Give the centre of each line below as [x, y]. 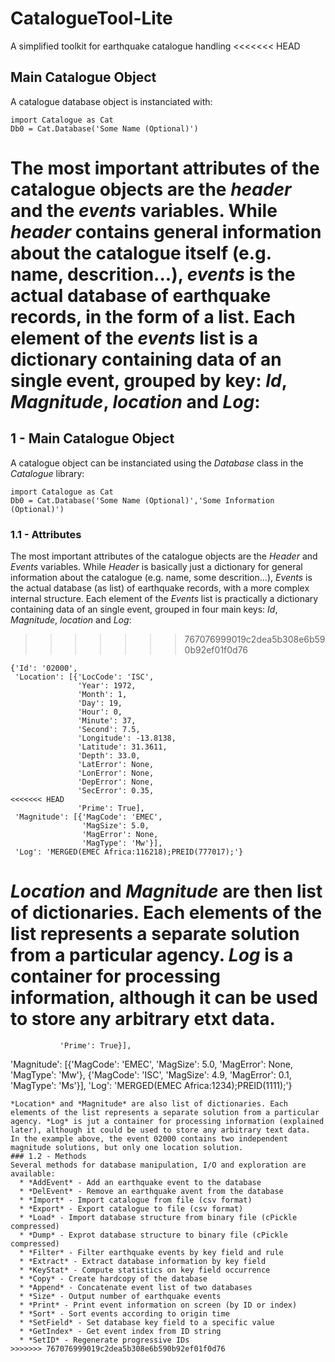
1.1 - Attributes [46, 534]
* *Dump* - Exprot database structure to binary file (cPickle [153, 1235]
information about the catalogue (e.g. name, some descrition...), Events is [161, 578]
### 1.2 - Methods [48, 1156]
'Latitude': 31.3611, [122, 747]
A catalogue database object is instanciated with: [111, 101]
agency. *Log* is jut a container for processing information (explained [167, 1121]
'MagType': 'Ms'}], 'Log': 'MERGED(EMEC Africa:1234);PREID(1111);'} [151, 1085]
